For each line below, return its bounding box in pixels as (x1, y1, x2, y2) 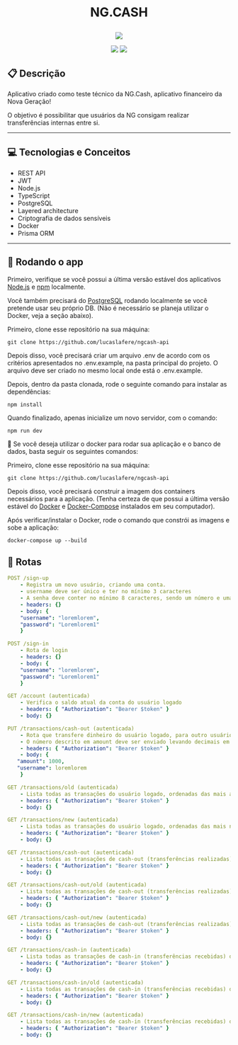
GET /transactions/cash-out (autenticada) (7, 849, 135, 856)
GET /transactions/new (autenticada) (7, 816, 119, 823)
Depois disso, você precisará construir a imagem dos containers (7, 486, 195, 496)
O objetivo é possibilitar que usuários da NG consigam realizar (7, 111, 190, 119)
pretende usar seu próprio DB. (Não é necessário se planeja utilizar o (7, 304, 209, 312)
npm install (7, 401, 42, 408)
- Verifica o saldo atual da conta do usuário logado (20, 699, 182, 707)
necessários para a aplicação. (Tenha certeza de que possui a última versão (7, 494, 230, 503)
